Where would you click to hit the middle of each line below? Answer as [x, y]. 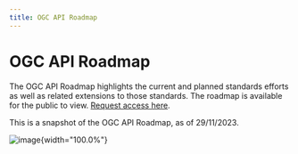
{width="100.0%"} [74, 140]
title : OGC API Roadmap [54, 17]
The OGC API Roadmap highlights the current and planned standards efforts [149, 86]
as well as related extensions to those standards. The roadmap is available [146, 95]
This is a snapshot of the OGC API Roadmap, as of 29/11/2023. [124, 122]
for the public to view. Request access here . [90, 105]
